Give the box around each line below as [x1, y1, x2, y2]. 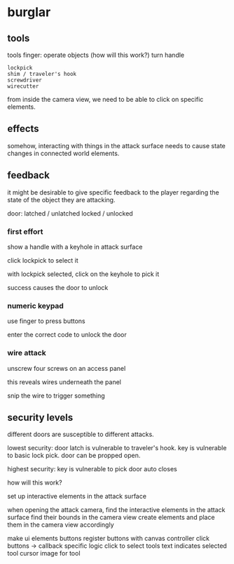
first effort [7, 226, 43, 236]
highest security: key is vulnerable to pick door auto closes [7, 465, 177, 473]
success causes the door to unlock [7, 283, 109, 291]
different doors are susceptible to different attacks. [7, 430, 154, 439]
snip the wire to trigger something [7, 391, 105, 400]
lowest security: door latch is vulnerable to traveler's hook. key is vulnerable [7, 444, 227, 452]
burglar [7, 4, 51, 20]
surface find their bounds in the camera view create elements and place [7, 513, 215, 522]
